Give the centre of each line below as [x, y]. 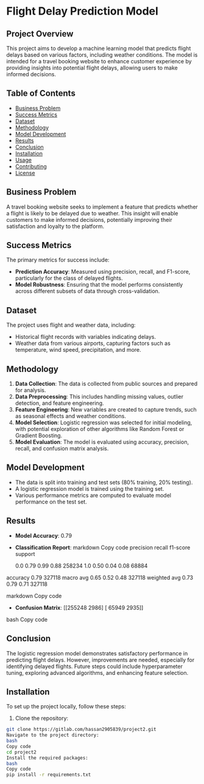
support [25, 554]
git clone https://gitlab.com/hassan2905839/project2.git [81, 730]
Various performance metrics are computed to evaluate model [93, 495]
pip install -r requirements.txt [49, 775]
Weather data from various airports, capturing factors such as [93, 343]
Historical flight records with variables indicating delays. [86, 337]
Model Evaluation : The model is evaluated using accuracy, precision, [102, 442]
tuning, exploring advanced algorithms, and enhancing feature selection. [97, 672]
